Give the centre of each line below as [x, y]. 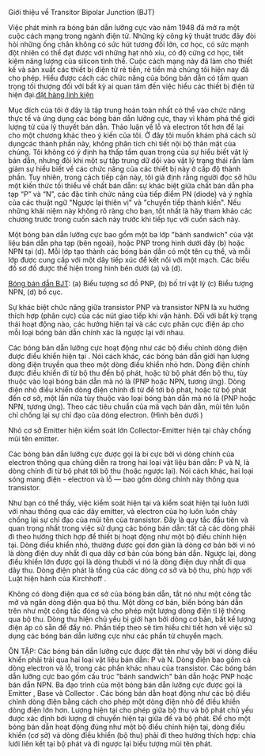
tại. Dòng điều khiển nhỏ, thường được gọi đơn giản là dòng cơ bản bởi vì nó [132, 545]
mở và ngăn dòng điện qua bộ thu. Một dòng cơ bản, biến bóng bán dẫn [126, 602]
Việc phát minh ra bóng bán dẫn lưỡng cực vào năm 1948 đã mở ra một [124, 27]
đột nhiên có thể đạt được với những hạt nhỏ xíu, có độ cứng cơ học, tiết [126, 53]
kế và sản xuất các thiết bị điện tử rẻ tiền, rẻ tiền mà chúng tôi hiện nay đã [129, 70]
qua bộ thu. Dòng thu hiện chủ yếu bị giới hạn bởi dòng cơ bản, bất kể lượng [132, 619]
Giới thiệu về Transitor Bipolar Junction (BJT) [81, 12]
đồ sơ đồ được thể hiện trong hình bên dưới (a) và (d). [96, 268]
